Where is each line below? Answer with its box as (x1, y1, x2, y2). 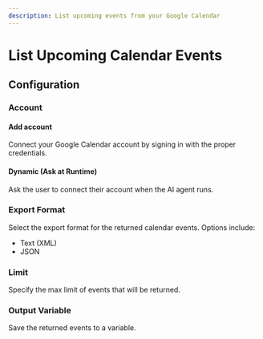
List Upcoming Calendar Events (8, 46, 223, 64)
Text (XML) (19, 238, 58, 248)
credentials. (8, 148, 47, 158)
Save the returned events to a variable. (8, 323, 136, 333)
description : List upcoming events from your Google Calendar (8, 11, 221, 20)
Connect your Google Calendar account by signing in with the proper (8, 139, 237, 149)
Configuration (8, 78, 80, 92)
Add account (8, 122, 52, 131)
